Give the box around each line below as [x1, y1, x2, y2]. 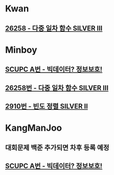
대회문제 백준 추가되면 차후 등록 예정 [5, 143, 110, 152]
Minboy [5, 44, 37, 55]
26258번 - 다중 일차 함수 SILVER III [5, 84, 109, 92]
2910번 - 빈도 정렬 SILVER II [5, 102, 88, 110]
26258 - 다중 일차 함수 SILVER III [5, 24, 103, 32]
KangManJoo [5, 122, 62, 134]
